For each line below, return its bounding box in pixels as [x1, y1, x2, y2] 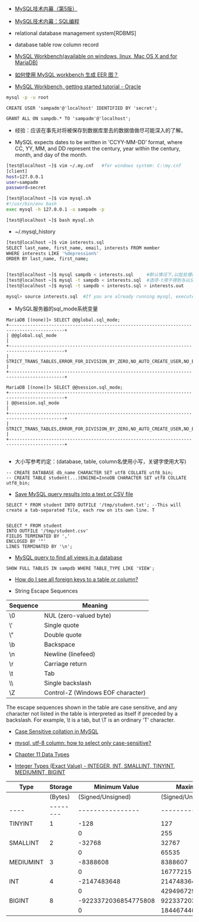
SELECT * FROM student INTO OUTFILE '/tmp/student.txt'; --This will [6, 502, 182, 508]
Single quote [44, 621, 79, 629]
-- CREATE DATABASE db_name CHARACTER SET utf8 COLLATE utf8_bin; [6, 469, 174, 476]
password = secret [6, 185, 46, 191]
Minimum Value [94, 783, 139, 791]
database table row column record [14, 41, 99, 48]
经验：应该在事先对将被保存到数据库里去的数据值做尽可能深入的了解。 [14, 126, 187, 133]
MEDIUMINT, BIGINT [14, 768, 66, 775]
